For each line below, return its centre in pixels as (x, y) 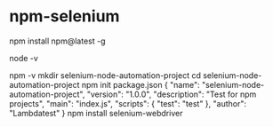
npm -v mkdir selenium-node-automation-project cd (105, 75)
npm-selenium (64, 16)
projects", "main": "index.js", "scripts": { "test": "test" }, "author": (128, 103)
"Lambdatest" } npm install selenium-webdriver (96, 113)
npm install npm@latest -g (57, 41)
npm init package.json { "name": (141, 84)
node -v (24, 58)
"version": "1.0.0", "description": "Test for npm (172, 94)
